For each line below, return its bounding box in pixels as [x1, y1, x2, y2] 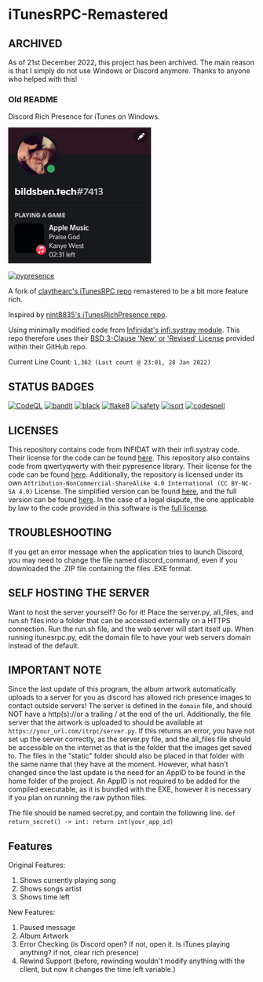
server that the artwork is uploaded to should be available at [8, 718, 203, 727]
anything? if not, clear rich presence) [19, 948, 140, 958]
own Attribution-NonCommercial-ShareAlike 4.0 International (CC [8, 478, 228, 487]
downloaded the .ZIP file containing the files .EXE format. [8, 563, 193, 573]
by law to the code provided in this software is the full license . [8, 503, 209, 512]
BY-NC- [231, 479, 253, 487]
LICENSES [8, 423, 59, 437]
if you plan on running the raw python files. [8, 793, 148, 803]
